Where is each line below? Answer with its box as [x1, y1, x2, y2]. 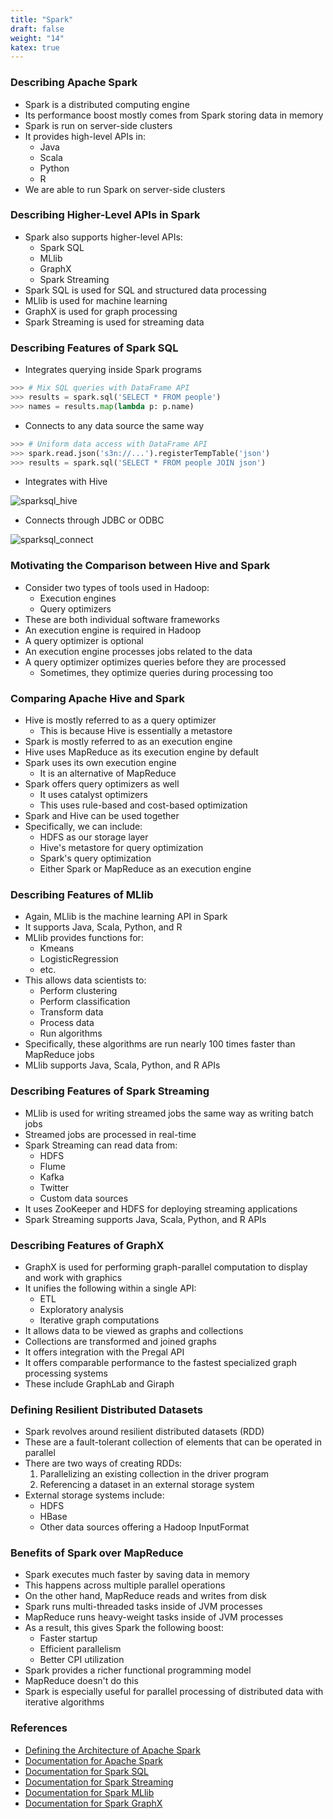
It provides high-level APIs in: [24, 130, 147, 142]
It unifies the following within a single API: [24, 1282, 197, 1294]
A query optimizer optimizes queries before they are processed [24, 656, 287, 668]
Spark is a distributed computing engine [24, 98, 190, 110]
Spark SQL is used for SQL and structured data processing [24, 284, 267, 296]
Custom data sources [39, 1192, 129, 1204]
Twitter [39, 1181, 70, 1193]
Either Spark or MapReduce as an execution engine [39, 862, 252, 875]
